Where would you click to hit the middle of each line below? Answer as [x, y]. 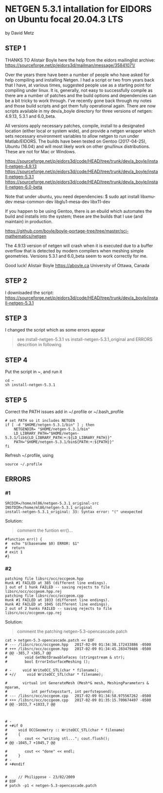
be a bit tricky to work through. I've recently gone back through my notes [78, 101]
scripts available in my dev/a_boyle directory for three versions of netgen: [79, 111]
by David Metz [19, 33]
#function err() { [24, 539]
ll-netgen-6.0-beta [24, 187]
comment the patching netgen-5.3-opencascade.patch [72, 631]
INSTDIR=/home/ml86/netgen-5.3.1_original [49, 507]
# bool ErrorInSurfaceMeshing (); [48, 662]
